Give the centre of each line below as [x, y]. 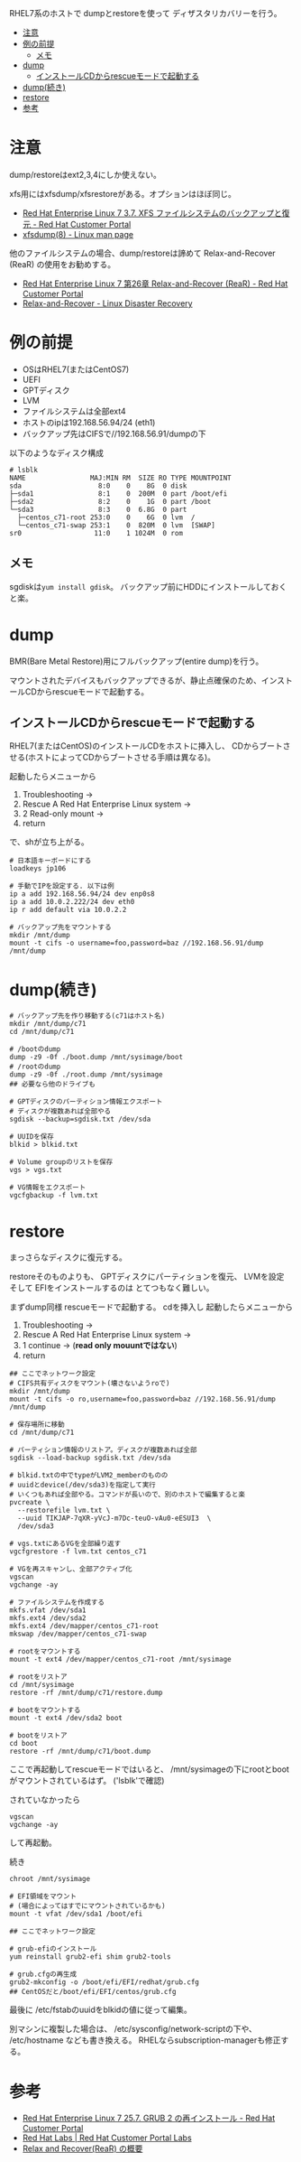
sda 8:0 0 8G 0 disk [98, 486]
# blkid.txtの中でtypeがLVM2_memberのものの [89, 1476]
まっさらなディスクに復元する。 [68, 1257]
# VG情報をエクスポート [48, 1188]
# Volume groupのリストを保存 [61, 1162]
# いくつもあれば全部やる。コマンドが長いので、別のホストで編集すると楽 [128, 1495]
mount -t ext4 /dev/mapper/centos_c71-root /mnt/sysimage [120, 1660]
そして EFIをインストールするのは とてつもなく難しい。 [112, 1288]
